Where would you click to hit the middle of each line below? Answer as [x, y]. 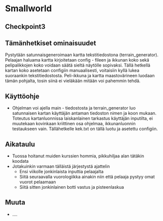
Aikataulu [20, 144]
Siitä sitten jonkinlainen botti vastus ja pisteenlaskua [72, 187]
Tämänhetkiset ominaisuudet [51, 43]
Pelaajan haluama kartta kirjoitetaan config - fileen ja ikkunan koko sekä [77, 60]
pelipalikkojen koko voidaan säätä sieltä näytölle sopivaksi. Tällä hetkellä [78, 65]
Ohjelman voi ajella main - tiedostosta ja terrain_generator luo [74, 108]
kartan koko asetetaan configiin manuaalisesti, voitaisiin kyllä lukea [72, 70]
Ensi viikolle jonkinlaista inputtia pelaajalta [61, 172]
